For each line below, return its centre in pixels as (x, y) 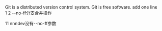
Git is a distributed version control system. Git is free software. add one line (81, 7)
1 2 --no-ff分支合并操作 (28, 13)
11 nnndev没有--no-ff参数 (31, 23)
